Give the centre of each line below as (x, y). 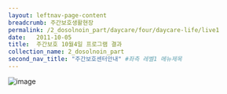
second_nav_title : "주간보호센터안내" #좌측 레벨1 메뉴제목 (95, 60)
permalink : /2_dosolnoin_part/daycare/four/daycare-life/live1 (114, 30)
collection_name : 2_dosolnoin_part (66, 52)
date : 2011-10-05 (40, 37)
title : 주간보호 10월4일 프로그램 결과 (65, 45)
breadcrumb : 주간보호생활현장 (51, 23)
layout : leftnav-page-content (58, 15)
